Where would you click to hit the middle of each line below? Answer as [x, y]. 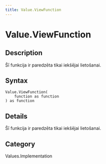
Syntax [16, 81]
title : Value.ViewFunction [33, 10]
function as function [36, 96]
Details [16, 116]
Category [20, 144]
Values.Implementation [29, 156]
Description [24, 53]
